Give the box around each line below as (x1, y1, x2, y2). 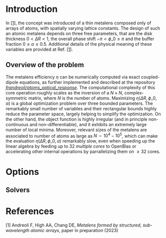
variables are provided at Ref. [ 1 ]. (5, 46, 73, 52)
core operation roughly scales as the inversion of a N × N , (5, 89, 123, 95)
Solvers (5, 185, 30, 194)
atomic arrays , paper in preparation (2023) (30, 227, 118, 233)
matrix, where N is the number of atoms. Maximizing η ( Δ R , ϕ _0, (28, 95, 157, 101)
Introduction (5, 3, 58, 15)
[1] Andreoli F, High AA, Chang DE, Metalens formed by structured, (5, 222, 142, 228)
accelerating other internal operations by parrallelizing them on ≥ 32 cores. (5, 149, 161, 155)
